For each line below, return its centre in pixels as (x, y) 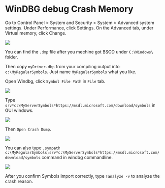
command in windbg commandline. (77, 157)
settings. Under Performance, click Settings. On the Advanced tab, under (79, 27)
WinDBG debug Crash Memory (69, 9)
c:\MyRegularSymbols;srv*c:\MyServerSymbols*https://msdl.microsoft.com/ (82, 152)
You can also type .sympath (33, 148)
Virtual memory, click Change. (36, 33)
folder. (12, 57)
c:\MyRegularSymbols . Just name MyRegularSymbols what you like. (71, 72)
